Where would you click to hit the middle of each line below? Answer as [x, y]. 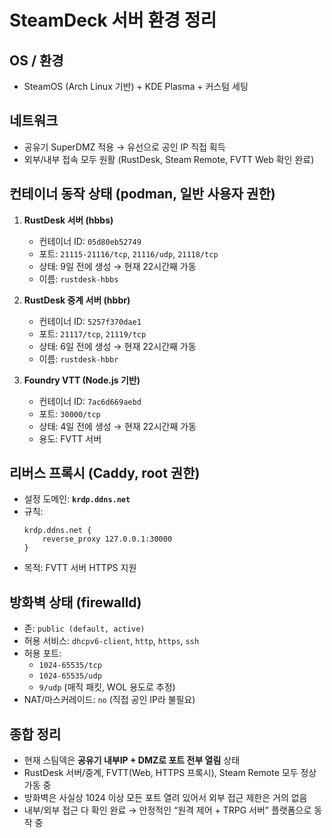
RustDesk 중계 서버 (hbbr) [77, 300]
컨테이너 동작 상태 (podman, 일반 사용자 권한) [142, 194]
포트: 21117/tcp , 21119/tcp [92, 333]
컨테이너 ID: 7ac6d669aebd [90, 401]
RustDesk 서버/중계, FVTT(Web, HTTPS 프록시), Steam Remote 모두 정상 [170, 773]
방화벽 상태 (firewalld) [75, 602]
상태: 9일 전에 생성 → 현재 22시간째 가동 [117, 266]
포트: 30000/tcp [69, 413]
